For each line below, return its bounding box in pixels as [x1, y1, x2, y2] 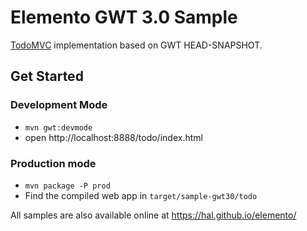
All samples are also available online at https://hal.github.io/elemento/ [10, 209, 297, 221]
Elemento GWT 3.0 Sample [10, 6, 238, 29]
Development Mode [10, 98, 108, 112]
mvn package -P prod [24, 181, 111, 191]
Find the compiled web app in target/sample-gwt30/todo [24, 189, 258, 201]
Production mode [10, 156, 97, 170]
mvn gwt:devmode [24, 122, 93, 133]
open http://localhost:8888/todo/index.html [24, 131, 203, 143]
